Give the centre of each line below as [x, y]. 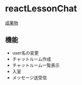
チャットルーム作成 [32, 59]
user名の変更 [25, 53]
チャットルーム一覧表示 [36, 65]
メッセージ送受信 [29, 78]
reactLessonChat [41, 9]
